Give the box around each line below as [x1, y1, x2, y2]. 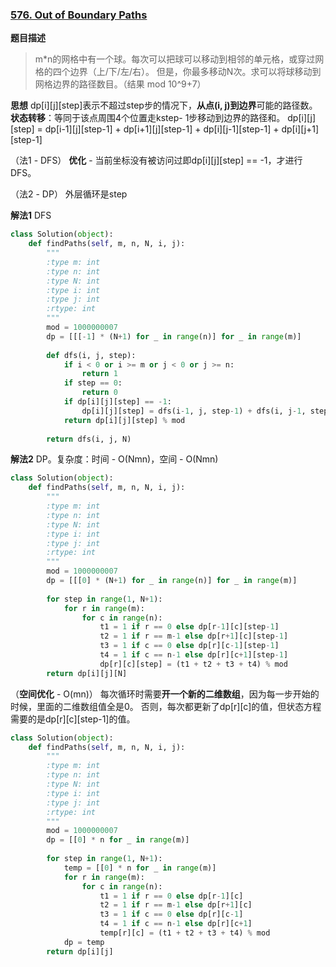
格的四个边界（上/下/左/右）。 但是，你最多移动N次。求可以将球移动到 [34, 66, 322, 78]
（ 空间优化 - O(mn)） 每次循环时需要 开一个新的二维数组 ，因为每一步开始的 [10, 688, 320, 700]
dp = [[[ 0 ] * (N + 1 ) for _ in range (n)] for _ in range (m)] [46, 576, 298, 586]
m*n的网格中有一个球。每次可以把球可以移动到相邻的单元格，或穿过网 [34, 53, 325, 65]
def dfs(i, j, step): [46, 350, 137, 360]
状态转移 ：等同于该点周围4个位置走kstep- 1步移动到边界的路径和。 [10, 112, 286, 124]
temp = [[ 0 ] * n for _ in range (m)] [63, 863, 217, 873]
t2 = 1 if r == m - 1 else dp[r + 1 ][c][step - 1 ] [99, 631, 289, 642]
